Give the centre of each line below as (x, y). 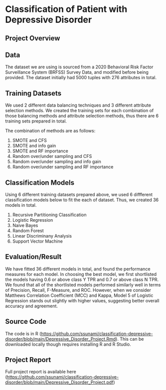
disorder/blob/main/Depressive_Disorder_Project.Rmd (61, 339)
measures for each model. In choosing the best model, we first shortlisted (81, 274)
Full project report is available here (41, 372)
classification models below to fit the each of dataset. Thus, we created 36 (82, 200)
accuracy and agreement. (32, 306)
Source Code (26, 322)
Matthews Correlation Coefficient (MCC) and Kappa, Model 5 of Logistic (79, 295)
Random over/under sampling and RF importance (63, 167)
